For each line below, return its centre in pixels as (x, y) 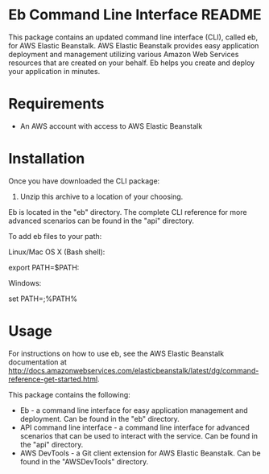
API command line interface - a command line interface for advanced (134, 427)
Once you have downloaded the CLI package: (84, 181)
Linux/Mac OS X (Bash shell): (57, 252)
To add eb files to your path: (55, 236)
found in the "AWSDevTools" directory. (84, 461)
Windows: (25, 282)
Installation (47, 159)
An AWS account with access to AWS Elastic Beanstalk (111, 126)
